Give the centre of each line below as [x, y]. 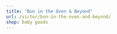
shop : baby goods [27, 22]
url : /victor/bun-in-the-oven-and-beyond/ [58, 17]
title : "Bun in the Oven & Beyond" [49, 11]
